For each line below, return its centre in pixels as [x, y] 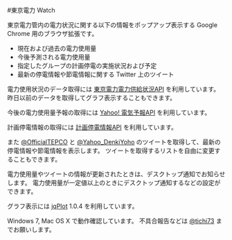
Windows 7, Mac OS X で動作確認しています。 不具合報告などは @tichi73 [111, 221]
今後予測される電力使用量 [54, 57]
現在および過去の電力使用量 [57, 48]
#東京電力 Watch [31, 10]
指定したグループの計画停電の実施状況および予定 [87, 66]
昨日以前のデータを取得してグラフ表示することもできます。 [92, 98]
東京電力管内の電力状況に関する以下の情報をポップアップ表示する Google [113, 25]
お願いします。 [34, 230]
